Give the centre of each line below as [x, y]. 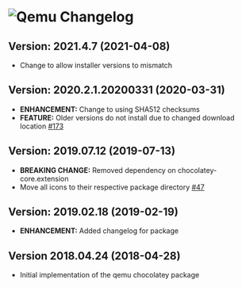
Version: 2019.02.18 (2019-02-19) [93, 212]
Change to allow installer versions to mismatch [96, 65]
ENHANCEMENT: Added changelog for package [99, 231]
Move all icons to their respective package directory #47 [112, 187]
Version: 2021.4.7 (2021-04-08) [89, 46]
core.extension [44, 178]
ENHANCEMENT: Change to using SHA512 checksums [109, 109]
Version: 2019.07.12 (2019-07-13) [92, 151]
